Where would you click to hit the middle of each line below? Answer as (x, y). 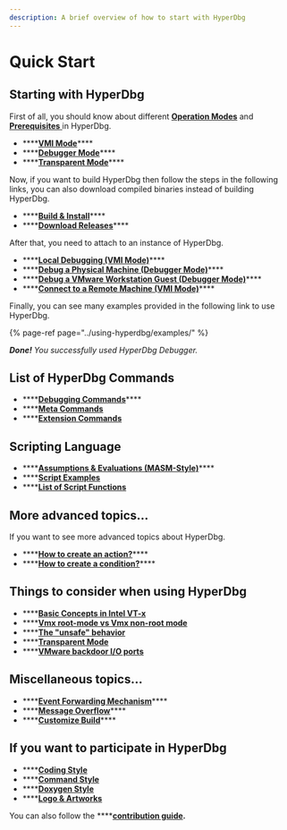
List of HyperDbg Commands (92, 378)
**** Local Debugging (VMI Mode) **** (93, 259)
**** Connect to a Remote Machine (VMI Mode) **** (118, 288)
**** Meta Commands (63, 409)
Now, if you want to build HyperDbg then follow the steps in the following (144, 179)
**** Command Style (61, 779)
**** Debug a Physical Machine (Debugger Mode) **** (123, 269)
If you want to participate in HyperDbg (118, 748)
